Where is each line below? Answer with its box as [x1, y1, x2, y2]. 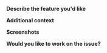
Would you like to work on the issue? [6, 40, 101, 47]
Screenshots [6, 28, 40, 36]
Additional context [6, 17, 55, 23]
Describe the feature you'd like [6, 5, 86, 12]
